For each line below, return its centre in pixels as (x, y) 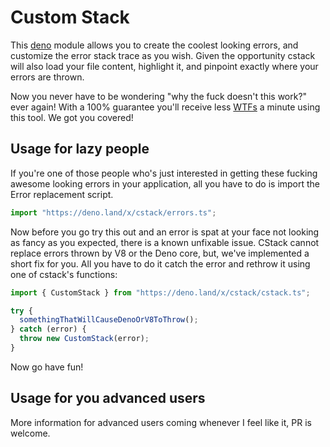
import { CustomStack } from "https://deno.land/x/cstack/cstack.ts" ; (160, 292)
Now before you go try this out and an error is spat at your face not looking (165, 232)
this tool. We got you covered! (72, 117)
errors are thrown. (47, 77)
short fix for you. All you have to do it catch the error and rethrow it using (160, 263)
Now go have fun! (47, 367)
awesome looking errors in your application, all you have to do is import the (165, 183)
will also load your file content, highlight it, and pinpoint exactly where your (164, 66)
